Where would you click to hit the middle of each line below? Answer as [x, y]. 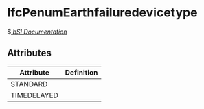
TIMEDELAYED [34, 95]
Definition [81, 72]
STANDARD [29, 84]
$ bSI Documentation [37, 32]
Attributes [29, 53]
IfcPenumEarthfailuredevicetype [102, 13]
